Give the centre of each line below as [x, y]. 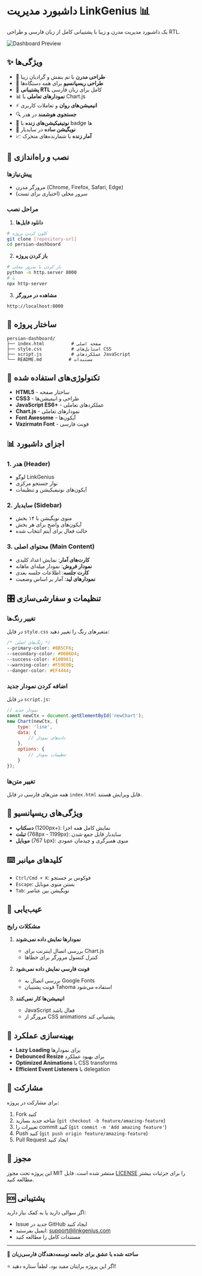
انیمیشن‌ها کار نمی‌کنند [40, 999]
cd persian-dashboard [34, 244]
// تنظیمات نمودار [47, 755]
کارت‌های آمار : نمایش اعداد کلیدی [52, 560]
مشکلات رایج [24, 926]
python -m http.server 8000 [42, 273]
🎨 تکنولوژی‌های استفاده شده [53, 378]
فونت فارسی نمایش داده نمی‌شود [52, 969]
